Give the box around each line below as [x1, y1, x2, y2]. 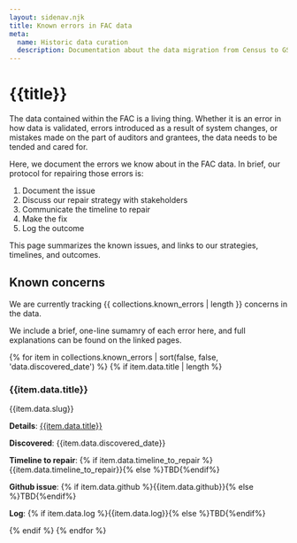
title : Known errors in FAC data [9, 21, 133, 30]
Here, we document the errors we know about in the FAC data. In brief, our [9, 159, 281, 169]
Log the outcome [21, 223, 85, 234]
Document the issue [21, 185, 95, 196]
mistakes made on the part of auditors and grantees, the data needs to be [9, 132, 278, 143]
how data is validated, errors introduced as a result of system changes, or [9, 123, 278, 134]
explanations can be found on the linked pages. [9, 334, 182, 345]
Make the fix [21, 213, 68, 224]
